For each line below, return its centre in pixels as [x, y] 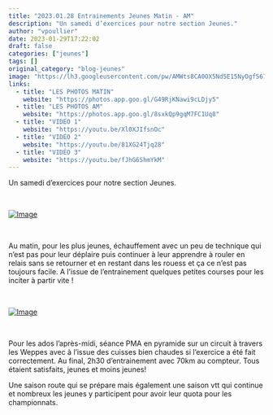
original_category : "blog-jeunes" [67, 69]
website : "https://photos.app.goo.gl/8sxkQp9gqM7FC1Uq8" [121, 115]
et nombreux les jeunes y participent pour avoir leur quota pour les [120, 394]
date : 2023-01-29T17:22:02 [54, 39]
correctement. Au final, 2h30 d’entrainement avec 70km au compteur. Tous [134, 361]
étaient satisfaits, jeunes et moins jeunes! [78, 369]
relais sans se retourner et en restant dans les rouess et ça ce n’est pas [128, 263]
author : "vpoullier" [43, 31]
